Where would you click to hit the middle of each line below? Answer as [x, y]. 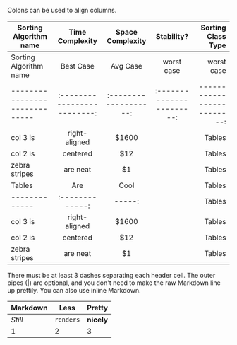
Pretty [97, 308]
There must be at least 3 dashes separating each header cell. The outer [111, 275]
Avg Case [126, 66]
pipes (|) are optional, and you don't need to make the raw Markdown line [114, 283]
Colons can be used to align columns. [62, 10]
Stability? [172, 36]
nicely [97, 320]
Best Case [77, 66]
